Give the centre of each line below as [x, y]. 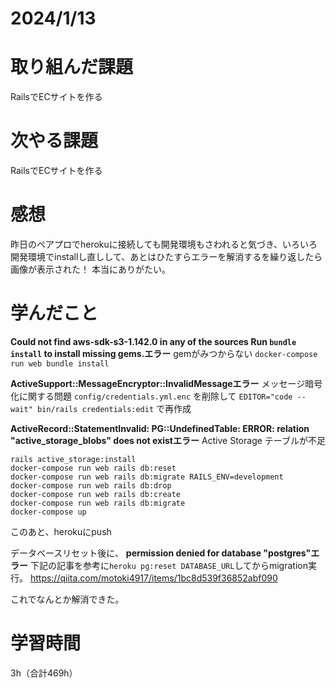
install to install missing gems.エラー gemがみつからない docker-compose [164, 353]
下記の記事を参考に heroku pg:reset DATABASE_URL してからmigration [168, 565]
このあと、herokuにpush [61, 531]
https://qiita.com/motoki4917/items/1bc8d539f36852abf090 [153, 578]
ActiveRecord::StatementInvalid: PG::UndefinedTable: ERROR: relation [160, 428]
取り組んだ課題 [72, 67]
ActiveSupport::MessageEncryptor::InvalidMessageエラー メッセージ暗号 [166, 383]
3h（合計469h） [44, 673]
